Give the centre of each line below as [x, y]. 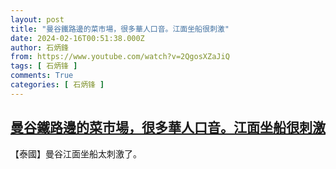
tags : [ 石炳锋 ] [44, 66]
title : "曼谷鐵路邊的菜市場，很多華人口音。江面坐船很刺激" [120, 29]
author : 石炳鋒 [39, 47]
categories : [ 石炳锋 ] [57, 85]
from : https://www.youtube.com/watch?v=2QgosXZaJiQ [120, 57]
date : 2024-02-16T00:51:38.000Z [77, 38]
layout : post [37, 19]
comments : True [42, 76]
